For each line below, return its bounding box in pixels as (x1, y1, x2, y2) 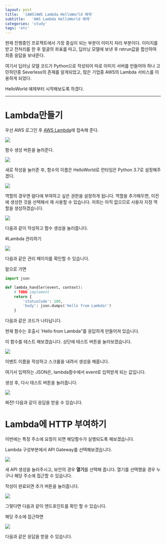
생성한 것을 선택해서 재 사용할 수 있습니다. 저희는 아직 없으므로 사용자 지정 (10, 199, 153, 205)
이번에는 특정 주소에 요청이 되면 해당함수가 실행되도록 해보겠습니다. (5, 436, 134, 442)
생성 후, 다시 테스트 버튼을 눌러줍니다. (5, 380, 78, 386)
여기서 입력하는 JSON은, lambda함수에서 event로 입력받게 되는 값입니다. (5, 369, 146, 375)
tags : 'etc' (5, 26, 30, 31)
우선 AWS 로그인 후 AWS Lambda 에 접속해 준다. (5, 127, 99, 133)
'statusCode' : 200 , (23, 299, 63, 304)
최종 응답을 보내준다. (5, 53, 45, 59)
